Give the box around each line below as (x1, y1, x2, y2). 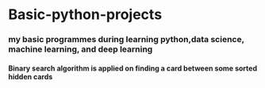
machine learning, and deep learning (8, 44, 153, 55)
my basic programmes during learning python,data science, (8, 34, 244, 45)
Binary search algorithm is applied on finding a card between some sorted (8, 63, 258, 73)
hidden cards (8, 71, 53, 81)
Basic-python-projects (8, 6, 163, 24)
